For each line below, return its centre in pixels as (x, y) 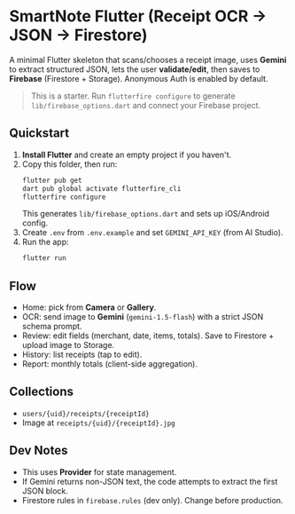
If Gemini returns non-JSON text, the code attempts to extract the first (150, 481)
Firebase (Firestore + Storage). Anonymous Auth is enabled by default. (139, 78)
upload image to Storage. (68, 345)
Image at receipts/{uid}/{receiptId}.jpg (98, 423)
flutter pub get (52, 180)
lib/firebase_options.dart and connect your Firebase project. (146, 105)
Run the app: (45, 242)
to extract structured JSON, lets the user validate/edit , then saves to (135, 69)
